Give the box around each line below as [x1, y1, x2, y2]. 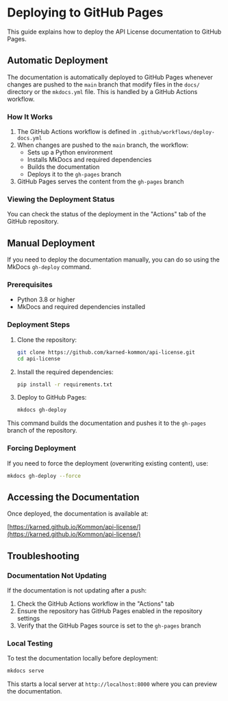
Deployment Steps [7, 320, 71, 330]
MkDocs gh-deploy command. [7, 263, 92, 271]
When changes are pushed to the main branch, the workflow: [16, 141, 189, 149]
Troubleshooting [7, 550, 80, 562]
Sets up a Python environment [27, 148, 113, 157]
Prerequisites [7, 280, 53, 290]
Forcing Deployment [7, 444, 77, 453]
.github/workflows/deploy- [138, 129, 215, 136]
